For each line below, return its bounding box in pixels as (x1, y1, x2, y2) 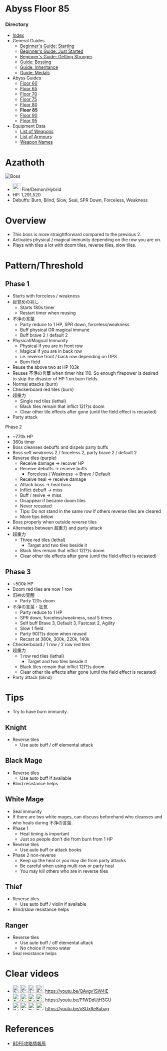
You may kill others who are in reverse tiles (19, 868, 108, 874)
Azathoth (5, 157, 45, 168)
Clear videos (5, 968, 59, 980)
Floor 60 (19, 80, 37, 86)
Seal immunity (12, 808, 42, 814)
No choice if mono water (19, 945, 71, 951)
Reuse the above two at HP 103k (12, 364, 79, 370)
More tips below (19, 513, 53, 520)
